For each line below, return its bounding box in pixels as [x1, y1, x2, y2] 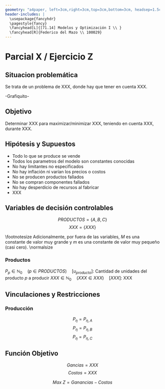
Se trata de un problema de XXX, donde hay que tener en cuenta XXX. [5, 84, 147, 89]
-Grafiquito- [5, 93, 29, 99]
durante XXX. [5, 126, 32, 132]
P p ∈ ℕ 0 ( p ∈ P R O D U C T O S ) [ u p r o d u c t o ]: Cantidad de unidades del [5, 268, 147, 275]
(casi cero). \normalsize [5, 244, 53, 250]
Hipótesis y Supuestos [5, 140, 76, 148]
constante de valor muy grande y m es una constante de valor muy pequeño [5, 239, 160, 245]
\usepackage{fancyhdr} [9, 16, 56, 21]
